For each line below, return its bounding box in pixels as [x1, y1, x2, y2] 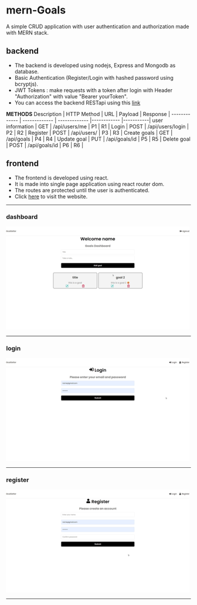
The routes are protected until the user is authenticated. [14, 186, 150, 193]
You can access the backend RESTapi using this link [14, 99, 141, 106]
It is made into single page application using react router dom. [14, 180, 165, 188]
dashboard [6, 213, 38, 221]
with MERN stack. [6, 29, 49, 36]
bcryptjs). [14, 80, 38, 87]
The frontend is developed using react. [14, 174, 109, 181]
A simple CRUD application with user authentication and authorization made [6, 23, 189, 30]
